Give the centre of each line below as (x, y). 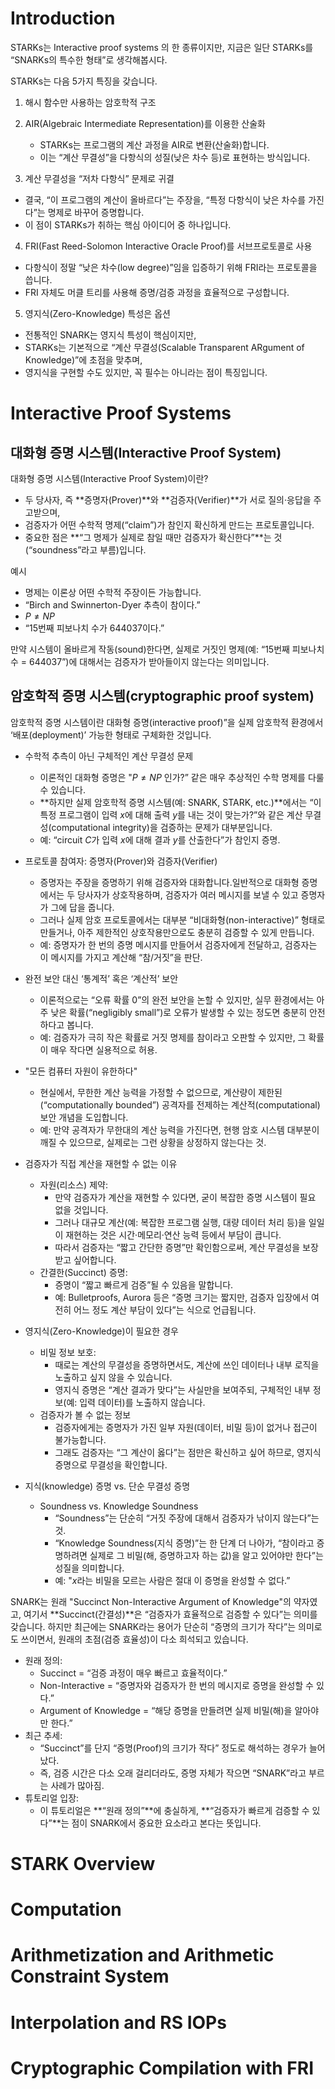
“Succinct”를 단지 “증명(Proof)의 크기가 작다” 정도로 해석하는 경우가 (173, 1748)
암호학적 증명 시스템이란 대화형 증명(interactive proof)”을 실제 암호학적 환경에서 (167, 722)
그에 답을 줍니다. (82, 907)
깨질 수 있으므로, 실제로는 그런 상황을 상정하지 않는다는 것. (153, 1142)
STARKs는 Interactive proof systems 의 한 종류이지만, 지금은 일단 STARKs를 (162, 47)
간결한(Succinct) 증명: (83, 1272)
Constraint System (90, 1976)
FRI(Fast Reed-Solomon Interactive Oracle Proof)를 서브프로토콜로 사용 (168, 246)
